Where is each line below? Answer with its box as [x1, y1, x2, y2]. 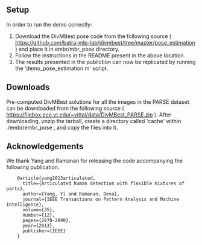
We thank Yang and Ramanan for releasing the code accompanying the [6, 157, 183, 165]
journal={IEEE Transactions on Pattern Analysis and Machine [22, 196, 180, 203]
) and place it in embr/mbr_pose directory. [14, 45, 119, 52]
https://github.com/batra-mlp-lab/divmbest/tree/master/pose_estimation [14, 39, 195, 46]
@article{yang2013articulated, [17, 175, 96, 182]
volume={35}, [22, 207, 55, 213]
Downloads [6, 82, 50, 92]
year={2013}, [22, 223, 55, 229]
